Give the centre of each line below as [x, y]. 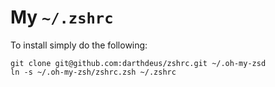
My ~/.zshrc [62, 17]
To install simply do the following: [79, 45]
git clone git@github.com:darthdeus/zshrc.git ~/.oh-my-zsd [138, 63]
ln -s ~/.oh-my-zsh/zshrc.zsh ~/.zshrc [93, 72]
